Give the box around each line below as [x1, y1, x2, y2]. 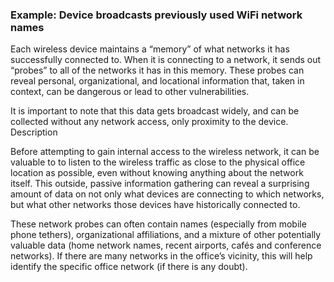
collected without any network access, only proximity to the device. [10, 116, 289, 128]
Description [10, 126, 58, 138]
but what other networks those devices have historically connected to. [10, 199, 301, 211]
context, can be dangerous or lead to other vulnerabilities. [10, 86, 250, 98]
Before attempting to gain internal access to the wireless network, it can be [10, 146, 320, 158]
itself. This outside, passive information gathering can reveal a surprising [10, 178, 310, 190]
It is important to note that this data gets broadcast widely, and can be [10, 105, 300, 117]
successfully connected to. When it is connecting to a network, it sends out [10, 54, 322, 66]
